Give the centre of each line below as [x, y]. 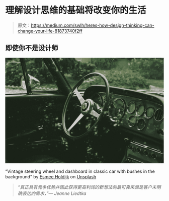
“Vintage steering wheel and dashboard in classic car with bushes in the [80, 171]
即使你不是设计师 [32, 48]
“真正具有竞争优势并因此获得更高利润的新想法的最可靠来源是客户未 [87, 187]
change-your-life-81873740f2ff [50, 31]
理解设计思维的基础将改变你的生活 [76, 10]
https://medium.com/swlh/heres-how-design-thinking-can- [93, 25]
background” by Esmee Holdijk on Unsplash [51, 177]
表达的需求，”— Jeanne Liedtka [54, 193]
